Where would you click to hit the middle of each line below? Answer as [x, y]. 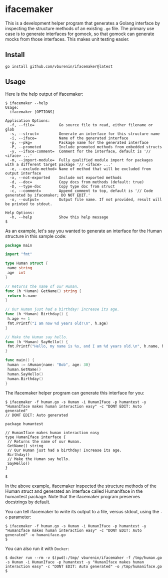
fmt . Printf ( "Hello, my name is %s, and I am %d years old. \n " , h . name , [83, 346]
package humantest [24, 424]
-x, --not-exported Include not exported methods [66, 177]
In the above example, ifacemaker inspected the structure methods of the [81, 486]
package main [19, 245]
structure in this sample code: [36, 236]
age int [16, 273]
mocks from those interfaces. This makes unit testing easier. [67, 39]
